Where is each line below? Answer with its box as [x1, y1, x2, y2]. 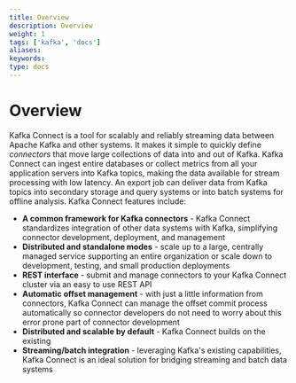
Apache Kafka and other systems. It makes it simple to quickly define [9, 139, 261, 150]
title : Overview [9, 12, 69, 22]
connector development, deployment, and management [21, 231, 226, 242]
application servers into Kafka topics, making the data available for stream [9, 168, 280, 178]
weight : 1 [9, 29, 46, 38]
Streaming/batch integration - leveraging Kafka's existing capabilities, [21, 345, 282, 356]
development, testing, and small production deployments [21, 260, 230, 270]
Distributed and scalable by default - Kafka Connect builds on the [21, 325, 266, 337]
